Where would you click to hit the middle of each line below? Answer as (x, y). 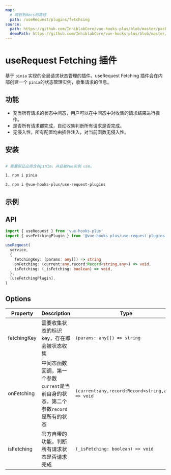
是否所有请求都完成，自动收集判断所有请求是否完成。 (68, 126)
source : (13, 24)
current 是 (53, 386)
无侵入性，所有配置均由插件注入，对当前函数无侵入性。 (70, 132)
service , (19, 250)
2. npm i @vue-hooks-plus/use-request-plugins (55, 185)
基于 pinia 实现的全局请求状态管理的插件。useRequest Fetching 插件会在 (82, 76)
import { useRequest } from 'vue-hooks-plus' (54, 231)
